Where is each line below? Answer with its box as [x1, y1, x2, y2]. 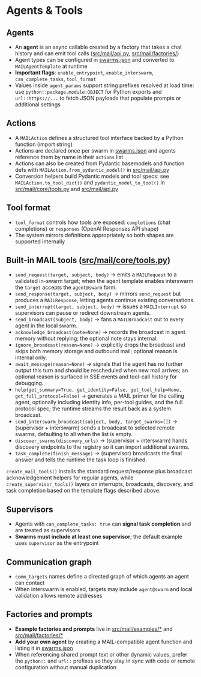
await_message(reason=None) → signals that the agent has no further [14, 360, 183, 368]
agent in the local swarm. [14, 322, 78, 329]
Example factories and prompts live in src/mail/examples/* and [14, 625, 173, 633]
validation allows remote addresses [14, 592, 103, 600]
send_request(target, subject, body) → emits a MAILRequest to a [14, 271, 177, 278]
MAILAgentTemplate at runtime [14, 62, 88, 70]
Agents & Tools [6, 4, 83, 17]
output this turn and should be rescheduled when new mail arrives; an [14, 367, 188, 374]
